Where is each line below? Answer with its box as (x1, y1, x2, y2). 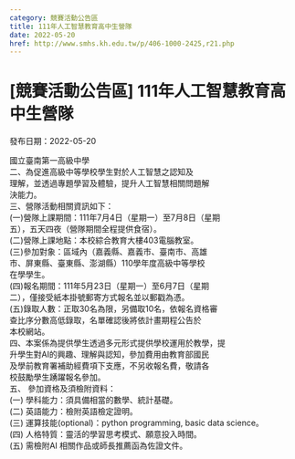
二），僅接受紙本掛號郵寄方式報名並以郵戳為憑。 (9, 292, 190, 303)
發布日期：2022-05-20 (9, 136, 97, 147)
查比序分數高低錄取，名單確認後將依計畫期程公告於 (9, 315, 202, 326)
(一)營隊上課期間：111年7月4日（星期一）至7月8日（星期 (9, 212, 221, 224)
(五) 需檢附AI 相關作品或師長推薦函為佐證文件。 (9, 440, 188, 452)
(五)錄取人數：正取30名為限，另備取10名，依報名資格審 (9, 303, 218, 315)
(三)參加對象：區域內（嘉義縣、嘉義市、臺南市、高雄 (9, 246, 208, 257)
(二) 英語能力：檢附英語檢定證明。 (9, 406, 139, 417)
